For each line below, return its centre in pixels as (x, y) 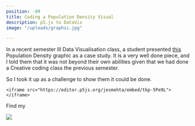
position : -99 (23, 11)
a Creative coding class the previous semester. (63, 68)
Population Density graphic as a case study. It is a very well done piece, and (98, 55)
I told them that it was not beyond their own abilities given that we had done (97, 62)
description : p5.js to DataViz (44, 22)
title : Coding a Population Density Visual (60, 17)
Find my (16, 106)
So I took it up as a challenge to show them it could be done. (79, 79)
